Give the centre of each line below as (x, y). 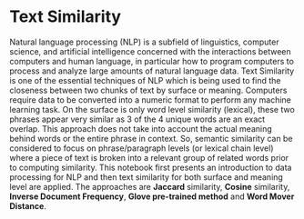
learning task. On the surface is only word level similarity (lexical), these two (152, 109)
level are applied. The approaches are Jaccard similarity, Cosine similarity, (150, 186)
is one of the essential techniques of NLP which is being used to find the (145, 80)
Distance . (28, 205)
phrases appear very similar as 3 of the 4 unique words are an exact (137, 119)
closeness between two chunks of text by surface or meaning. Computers (148, 90)
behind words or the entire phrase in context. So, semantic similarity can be (151, 138)
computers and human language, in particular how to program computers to (152, 61)
